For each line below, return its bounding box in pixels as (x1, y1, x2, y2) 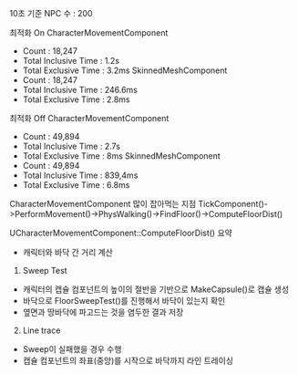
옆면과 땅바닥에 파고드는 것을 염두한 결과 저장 (22, 306, 184, 317)
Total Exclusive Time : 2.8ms (22, 94, 130, 105)
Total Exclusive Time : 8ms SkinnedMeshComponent (22, 151, 221, 161)
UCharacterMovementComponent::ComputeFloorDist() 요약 (9, 227, 232, 238)
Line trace (22, 325, 61, 336)
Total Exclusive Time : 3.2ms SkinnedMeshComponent (22, 65, 228, 76)
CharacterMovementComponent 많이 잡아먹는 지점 (9, 199, 197, 209)
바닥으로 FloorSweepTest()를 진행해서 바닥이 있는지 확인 (22, 296, 226, 306)
